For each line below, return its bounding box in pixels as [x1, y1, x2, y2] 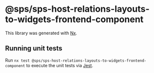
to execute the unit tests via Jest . [26, 62, 93, 68]
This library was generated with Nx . [5, 30, 77, 36]
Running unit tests [5, 44, 62, 52]
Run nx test [5, 57, 30, 63]
